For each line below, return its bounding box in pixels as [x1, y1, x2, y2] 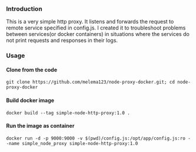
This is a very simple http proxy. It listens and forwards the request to [6, 18, 174, 25]
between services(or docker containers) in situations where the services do [6, 31, 190, 38]
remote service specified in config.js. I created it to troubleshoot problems [6, 24, 186, 31]
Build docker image [6, 97, 55, 104]
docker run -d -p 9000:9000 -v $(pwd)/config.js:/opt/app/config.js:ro [6, 135, 185, 141]
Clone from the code [6, 66, 58, 73]
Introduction [6, 5, 42, 13]
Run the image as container [6, 123, 75, 130]
